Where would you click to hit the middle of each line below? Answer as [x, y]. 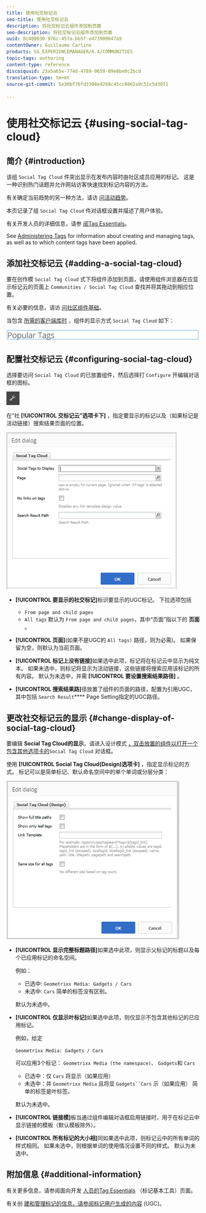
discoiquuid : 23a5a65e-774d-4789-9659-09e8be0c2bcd [74, 71]
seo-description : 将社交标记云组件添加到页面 [59, 32]
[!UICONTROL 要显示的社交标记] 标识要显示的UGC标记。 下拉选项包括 [103, 600]
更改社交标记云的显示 [47, 718]
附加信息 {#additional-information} [74, 1175]
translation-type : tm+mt [38, 78]
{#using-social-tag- [136, 124]
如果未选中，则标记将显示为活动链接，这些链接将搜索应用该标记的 [111, 669]
